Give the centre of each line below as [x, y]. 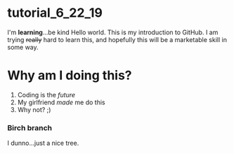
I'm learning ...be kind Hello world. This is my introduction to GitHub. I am [113, 32]
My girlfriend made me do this [61, 102]
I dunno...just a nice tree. [43, 143]
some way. [23, 47]
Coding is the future [46, 94]
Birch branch [30, 127]
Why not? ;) [34, 109]
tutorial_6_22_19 [55, 13]
